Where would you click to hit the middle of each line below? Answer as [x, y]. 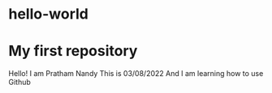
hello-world [49, 14]
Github [19, 82]
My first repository [73, 51]
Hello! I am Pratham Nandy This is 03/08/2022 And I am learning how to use [136, 74]
